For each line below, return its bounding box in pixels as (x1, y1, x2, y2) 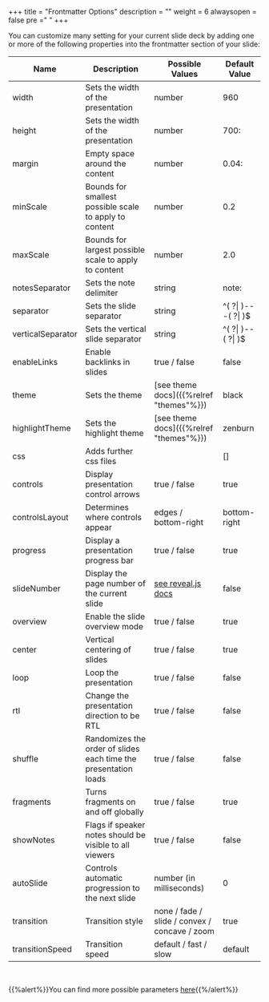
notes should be (85, 830, 147, 840)
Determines (85, 502, 130, 512)
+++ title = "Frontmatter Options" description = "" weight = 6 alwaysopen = (8, 7, 258, 16)
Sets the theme (85, 390, 143, 400)
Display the (85, 568, 128, 579)
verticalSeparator (12, 329, 78, 339)
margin (12, 158, 38, 169)
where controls (85, 512, 143, 523)
